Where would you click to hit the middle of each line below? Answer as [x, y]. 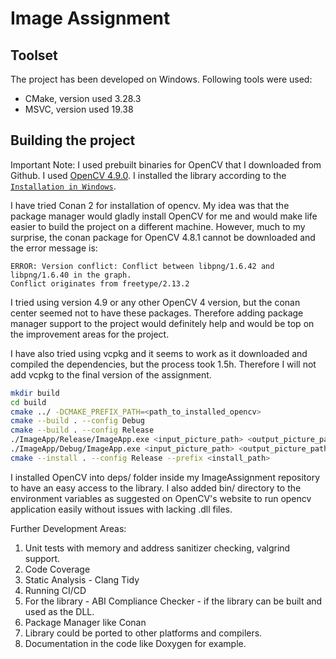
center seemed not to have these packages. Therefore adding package [157, 313]
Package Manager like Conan [85, 622]
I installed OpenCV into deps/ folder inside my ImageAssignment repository [165, 477]
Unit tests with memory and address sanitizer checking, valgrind [157, 548]
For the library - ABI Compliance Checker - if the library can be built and [173, 601]
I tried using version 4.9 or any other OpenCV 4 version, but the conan [155, 302]
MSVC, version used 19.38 [79, 109]
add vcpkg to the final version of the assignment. [111, 374]
